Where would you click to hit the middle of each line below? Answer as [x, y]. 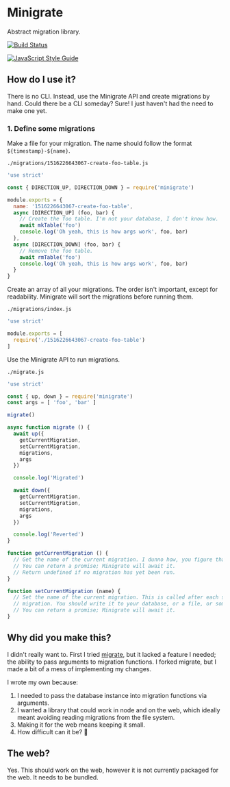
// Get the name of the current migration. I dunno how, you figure [113, 560]
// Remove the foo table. [56, 251]
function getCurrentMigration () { [58, 553]
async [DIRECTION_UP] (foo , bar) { [64, 213]
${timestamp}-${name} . [39, 151]
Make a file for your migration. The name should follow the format [100, 143]
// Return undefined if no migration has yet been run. [94, 572]
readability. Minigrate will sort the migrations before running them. [100, 297]
